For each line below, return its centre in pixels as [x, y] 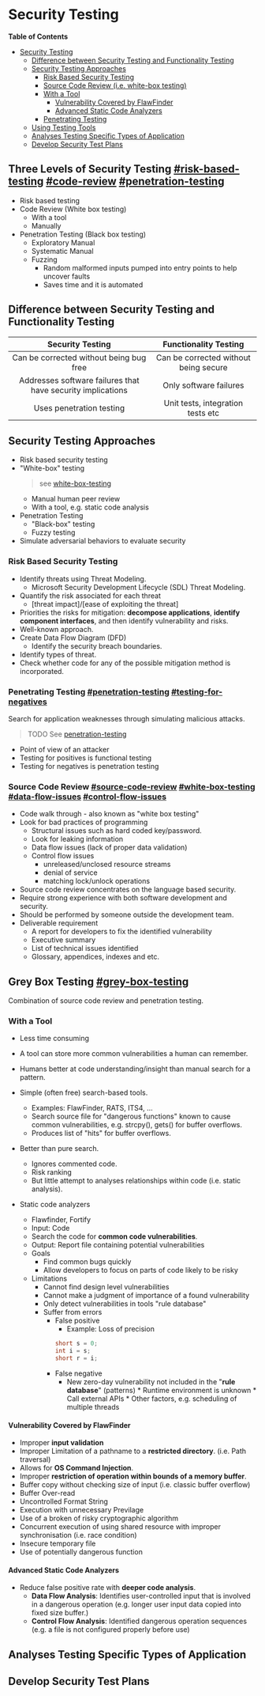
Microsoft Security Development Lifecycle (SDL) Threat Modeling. [138, 587]
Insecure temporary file [58, 1543]
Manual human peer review [76, 499]
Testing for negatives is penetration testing [89, 766]
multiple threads [93, 1407]
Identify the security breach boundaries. [97, 645]
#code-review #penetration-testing [135, 182]
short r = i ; [77, 1358]
